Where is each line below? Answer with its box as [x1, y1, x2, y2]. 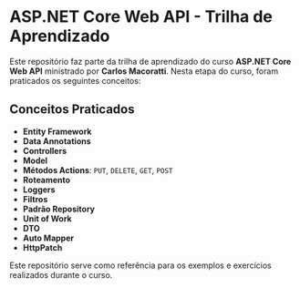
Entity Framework [22, 126, 92, 137]
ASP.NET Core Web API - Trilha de [9, 6, 274, 27]
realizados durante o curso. [9, 269, 113, 280]
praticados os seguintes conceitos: [9, 75, 141, 86]
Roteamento [22, 174, 71, 185]
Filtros [22, 193, 48, 204]
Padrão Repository [22, 203, 96, 214]
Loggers [22, 184, 56, 195]
